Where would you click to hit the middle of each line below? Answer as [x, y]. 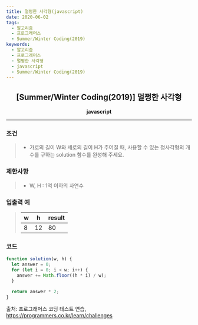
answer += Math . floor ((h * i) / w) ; [62, 275]
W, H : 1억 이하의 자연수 [57, 185]
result [57, 217]
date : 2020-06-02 [27, 17]
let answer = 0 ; [31, 265]
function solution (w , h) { [39, 259]
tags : [13, 22]
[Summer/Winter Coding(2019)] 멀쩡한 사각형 [99, 97]
